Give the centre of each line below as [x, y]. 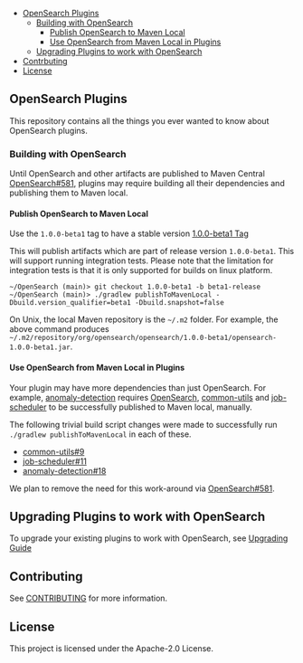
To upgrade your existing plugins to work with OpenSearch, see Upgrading [149, 538]
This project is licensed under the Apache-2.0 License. [112, 648]
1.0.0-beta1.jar [40, 347]
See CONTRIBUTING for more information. [89, 598]
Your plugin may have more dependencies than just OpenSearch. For [138, 387]
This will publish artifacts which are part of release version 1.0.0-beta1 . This [152, 251]
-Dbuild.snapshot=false [179, 303]
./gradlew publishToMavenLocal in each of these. [100, 434]
